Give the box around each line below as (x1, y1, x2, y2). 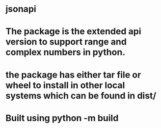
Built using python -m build (5, 112, 119, 124)
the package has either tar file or (5, 69, 141, 80)
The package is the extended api (5, 26, 141, 37)
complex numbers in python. (5, 47, 126, 58)
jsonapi (5, 3, 36, 15)
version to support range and (5, 36, 127, 48)
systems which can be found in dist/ (5, 90, 157, 101)
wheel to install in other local (5, 79, 125, 91)
